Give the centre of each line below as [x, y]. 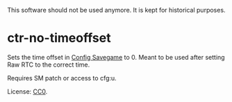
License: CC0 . [27, 91]
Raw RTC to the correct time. [49, 65]
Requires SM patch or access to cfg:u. [62, 78]
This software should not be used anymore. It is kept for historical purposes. [116, 10]
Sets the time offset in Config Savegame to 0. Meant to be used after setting [116, 57]
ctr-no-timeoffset [59, 38]
